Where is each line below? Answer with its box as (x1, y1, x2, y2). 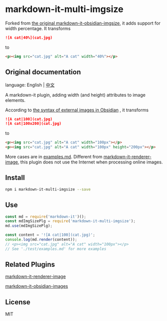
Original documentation (5, 68, 81, 76)
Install (5, 174, 25, 182)
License (5, 297, 31, 306)
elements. (5, 97, 26, 103)
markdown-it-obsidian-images (5, 283, 68, 289)
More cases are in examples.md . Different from (5, 154, 103, 159)
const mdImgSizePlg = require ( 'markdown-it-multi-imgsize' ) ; (5, 219, 136, 224)
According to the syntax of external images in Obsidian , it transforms (5, 107, 149, 113)
